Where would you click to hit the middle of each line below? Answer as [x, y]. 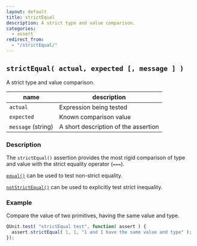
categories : [21, 28]
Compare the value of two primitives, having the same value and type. [93, 215]
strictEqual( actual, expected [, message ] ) [95, 69]
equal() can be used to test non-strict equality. [65, 175]
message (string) [32, 126]
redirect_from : [25, 40]
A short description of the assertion [109, 126]
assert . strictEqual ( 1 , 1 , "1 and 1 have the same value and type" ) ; [102, 232]
